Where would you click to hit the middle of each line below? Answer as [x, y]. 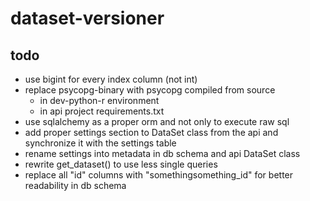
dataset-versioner [87, 18]
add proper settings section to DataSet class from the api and [151, 132]
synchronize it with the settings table [100, 143]
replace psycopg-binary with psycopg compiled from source [150, 90]
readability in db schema [75, 185]
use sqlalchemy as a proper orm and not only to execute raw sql [157, 121]
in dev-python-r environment [99, 100]
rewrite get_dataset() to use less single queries [121, 164]
